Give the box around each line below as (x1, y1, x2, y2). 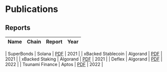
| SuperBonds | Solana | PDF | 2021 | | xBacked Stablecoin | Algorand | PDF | (5, 51, 163, 56)
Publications (5, 3, 58, 15)
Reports (5, 23, 31, 32)
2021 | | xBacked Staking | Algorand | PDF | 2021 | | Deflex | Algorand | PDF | (5, 56, 163, 62)
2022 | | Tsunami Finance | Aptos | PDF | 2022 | (5, 61, 103, 67)
